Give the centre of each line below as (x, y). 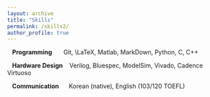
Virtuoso (19, 73)
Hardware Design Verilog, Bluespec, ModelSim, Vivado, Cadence (107, 65)
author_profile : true (38, 33)
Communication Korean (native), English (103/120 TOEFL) (98, 86)
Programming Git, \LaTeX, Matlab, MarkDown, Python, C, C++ (105, 52)
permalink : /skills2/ (38, 26)
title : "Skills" (30, 20)
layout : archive (30, 13)
